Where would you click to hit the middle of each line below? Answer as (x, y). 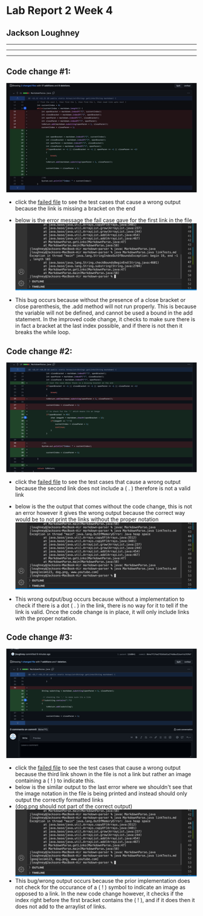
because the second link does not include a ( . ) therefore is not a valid (103, 488)
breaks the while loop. (43, 332)
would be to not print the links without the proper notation (87, 519)
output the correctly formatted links (59, 800)
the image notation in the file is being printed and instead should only (101, 794)
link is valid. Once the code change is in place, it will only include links (102, 612)
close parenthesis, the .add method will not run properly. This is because (106, 307)
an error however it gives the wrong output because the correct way (100, 512)
